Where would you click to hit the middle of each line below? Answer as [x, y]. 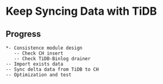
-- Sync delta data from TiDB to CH [52, 69]
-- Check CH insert [38, 53]
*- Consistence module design [44, 48]
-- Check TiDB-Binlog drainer [52, 59]
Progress [23, 34]
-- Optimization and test [38, 75]
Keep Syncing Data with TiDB [81, 11]
